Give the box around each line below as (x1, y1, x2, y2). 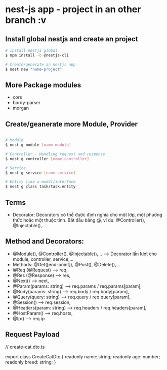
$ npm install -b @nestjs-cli (5, 52, 69, 58)
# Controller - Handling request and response (5, 151, 105, 157)
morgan (12, 105, 29, 111)
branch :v (5, 14, 47, 26)
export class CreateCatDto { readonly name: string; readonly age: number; (5, 353, 160, 359)
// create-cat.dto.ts (5, 344, 45, 350)
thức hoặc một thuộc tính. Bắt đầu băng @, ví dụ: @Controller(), (12, 217, 146, 223)
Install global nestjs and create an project (5, 35, 138, 43)
